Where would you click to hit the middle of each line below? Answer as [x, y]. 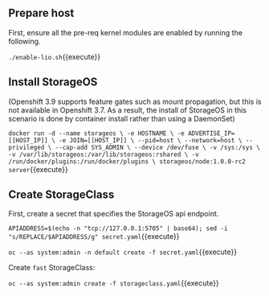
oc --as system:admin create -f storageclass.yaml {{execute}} [114, 283]
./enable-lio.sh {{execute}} [55, 56]
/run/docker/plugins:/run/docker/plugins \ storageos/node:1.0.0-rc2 [127, 161]
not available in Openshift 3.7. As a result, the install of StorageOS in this [128, 110]
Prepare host [41, 13]
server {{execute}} [38, 169]
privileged [26, 147]
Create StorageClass [61, 195]
